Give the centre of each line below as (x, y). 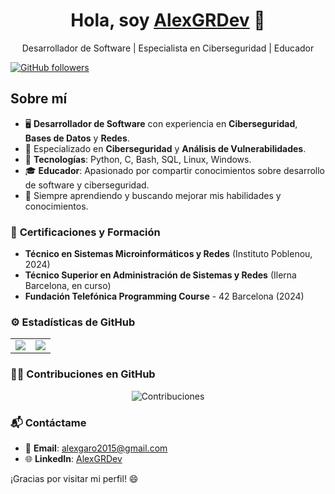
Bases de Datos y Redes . (77, 138)
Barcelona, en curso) (68, 286)
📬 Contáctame (48, 422)
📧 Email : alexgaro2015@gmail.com (96, 448)
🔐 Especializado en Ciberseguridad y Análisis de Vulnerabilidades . (165, 148)
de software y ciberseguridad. (87, 185)
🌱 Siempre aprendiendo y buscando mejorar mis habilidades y (153, 195)
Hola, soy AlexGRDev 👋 (168, 20)
